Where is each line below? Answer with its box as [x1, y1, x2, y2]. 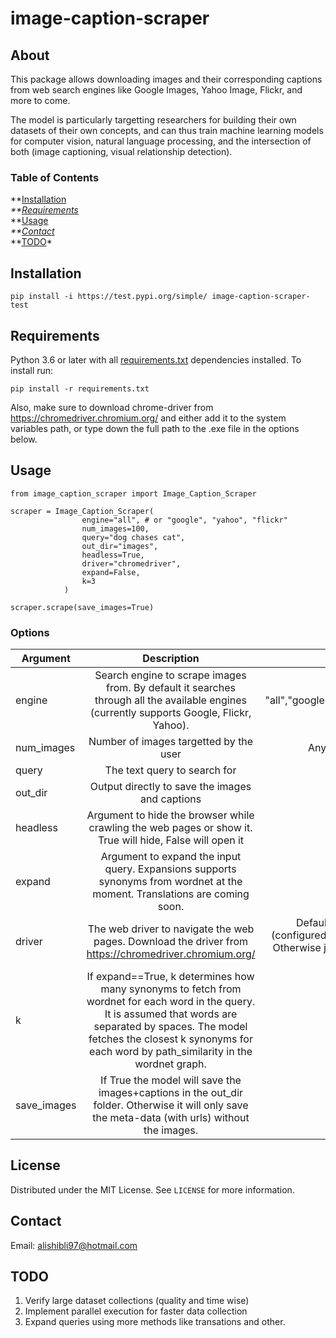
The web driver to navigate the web [87, 922, 255, 936]
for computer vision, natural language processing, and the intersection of [10, 135, 312, 147]
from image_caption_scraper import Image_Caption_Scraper [10, 488, 257, 499]
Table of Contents [10, 170, 100, 184]
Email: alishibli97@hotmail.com [10, 1239, 138, 1251]
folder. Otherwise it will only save [93, 1098, 249, 1112]
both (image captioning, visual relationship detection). [10, 146, 233, 157]
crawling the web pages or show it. [88, 821, 253, 835]
